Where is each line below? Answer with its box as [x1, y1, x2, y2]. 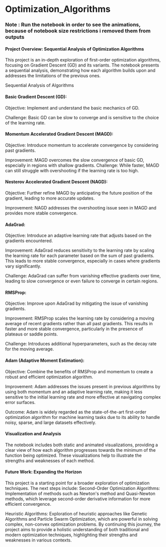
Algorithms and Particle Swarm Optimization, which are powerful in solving [5, 516, 158, 522]
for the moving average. [5, 346, 55, 352]
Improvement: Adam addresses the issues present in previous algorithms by [5, 383, 161, 389]
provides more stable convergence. [5, 210, 78, 216]
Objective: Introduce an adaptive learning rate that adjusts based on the [5, 232, 152, 239]
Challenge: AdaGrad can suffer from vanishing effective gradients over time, [5, 273, 161, 279]
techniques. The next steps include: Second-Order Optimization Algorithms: [5, 485, 160, 491]
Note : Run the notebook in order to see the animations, [5, 21, 141, 28]
